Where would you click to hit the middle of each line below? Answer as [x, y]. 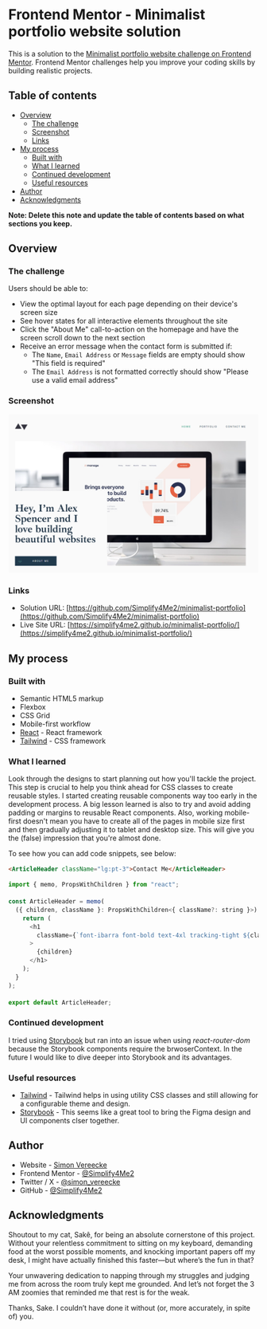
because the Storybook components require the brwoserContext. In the [125, 1048]
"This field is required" [68, 364]
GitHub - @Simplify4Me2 [61, 1190]
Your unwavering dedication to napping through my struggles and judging [129, 1275]
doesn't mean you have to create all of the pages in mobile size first [133, 821]
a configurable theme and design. [75, 1104]
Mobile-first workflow [55, 724]
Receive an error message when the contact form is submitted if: [126, 346]
